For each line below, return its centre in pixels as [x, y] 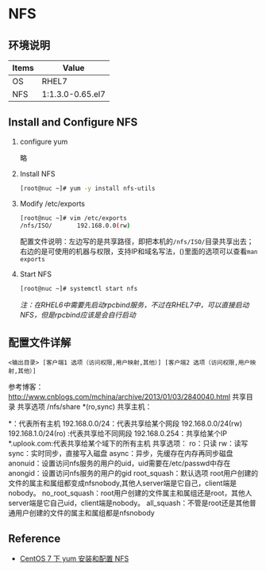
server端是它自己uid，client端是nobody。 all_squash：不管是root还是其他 [129, 503]
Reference [35, 538]
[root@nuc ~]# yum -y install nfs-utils [87, 188]
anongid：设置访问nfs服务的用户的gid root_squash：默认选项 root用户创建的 [133, 473]
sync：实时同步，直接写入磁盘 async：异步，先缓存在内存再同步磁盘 [121, 453]
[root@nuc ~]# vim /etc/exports [73, 218]
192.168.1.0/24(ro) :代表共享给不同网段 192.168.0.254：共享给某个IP [118, 434]
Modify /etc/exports [52, 203]
